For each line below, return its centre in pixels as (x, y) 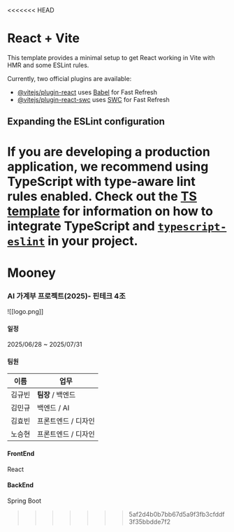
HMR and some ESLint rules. (48, 65)
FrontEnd (21, 453)
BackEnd (20, 485)
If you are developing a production (109, 151)
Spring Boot (24, 501)
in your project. (93, 241)
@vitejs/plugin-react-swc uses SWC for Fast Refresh (93, 99)
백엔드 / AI (53, 408)
